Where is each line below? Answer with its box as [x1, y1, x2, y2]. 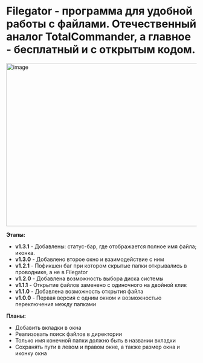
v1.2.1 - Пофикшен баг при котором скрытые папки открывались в [14, 262, 187, 269]
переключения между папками [14, 300, 97, 307]
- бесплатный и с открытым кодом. [6, 43, 196, 57]
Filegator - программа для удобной [6, 4, 193, 18]
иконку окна [14, 349, 47, 357]
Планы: [6, 312, 26, 320]
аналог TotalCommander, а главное [6, 30, 192, 43]
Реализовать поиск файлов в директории [14, 330, 123, 338]
